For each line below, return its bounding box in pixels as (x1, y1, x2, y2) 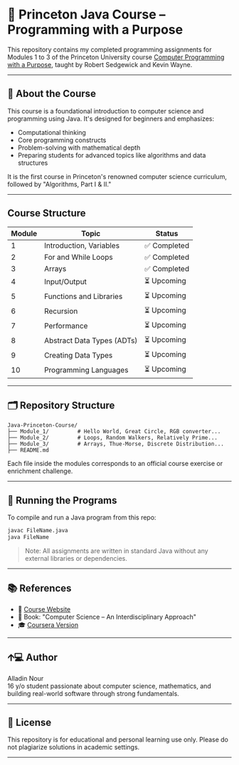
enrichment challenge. (7, 467, 73, 475)
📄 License (7, 716, 52, 729)
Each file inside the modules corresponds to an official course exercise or (7, 460, 223, 468)
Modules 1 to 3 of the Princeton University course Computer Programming (7, 53, 225, 61)
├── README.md (7, 447, 50, 454)
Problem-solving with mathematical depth (17, 143, 141, 152)
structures (17, 158, 48, 167)
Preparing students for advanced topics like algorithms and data (17, 151, 206, 159)
